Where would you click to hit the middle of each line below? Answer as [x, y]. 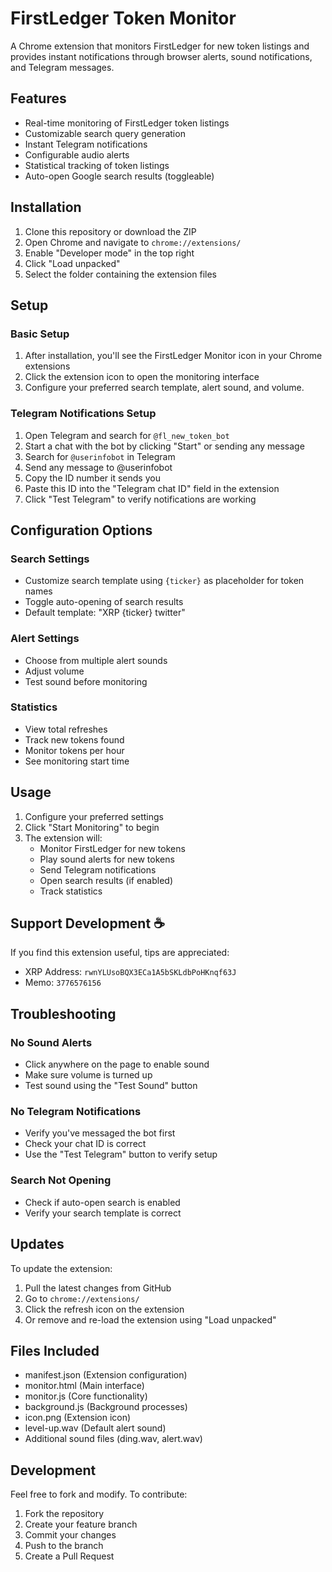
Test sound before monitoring [86, 681]
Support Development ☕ [87, 923]
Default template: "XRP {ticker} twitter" [105, 613]
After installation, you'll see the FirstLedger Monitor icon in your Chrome [173, 356]
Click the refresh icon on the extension [104, 1309]
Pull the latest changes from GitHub [98, 1288]
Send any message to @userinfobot [98, 467]
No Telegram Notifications [76, 1112]
